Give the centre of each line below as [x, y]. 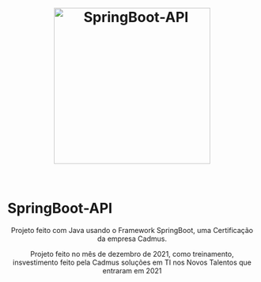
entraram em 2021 [132, 271]
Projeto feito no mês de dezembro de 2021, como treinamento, [132, 254]
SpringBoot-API [60, 209]
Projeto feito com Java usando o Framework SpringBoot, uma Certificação [132, 231]
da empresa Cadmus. [132, 239]
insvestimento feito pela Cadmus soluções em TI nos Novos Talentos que [132, 262]
